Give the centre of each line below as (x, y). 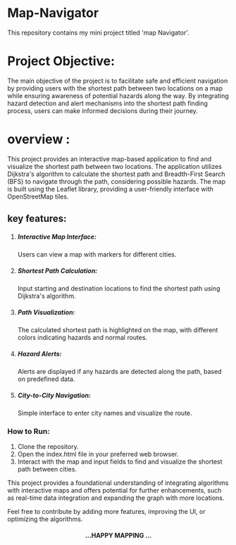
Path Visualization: (46, 312)
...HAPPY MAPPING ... (118, 535)
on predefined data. (46, 379)
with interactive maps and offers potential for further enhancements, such (114, 491)
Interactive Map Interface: (57, 236)
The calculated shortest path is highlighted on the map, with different (118, 330)
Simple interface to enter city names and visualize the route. (105, 413)
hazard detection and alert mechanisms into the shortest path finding (107, 103)
